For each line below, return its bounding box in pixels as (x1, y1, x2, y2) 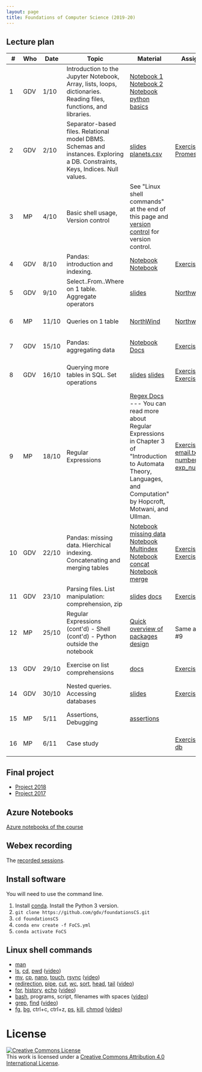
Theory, (129, 467, 152, 476)
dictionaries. (66, 87, 102, 96)
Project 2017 (14, 790, 46, 797)
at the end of (129, 205, 166, 213)
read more (129, 407, 159, 415)
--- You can (129, 399, 167, 408)
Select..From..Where (66, 277, 124, 286)
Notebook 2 (129, 80, 164, 88)
